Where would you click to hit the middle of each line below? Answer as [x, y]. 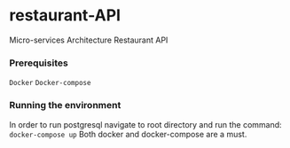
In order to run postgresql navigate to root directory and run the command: [145, 124]
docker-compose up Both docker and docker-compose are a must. [128, 134]
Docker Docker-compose [50, 83]
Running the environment [65, 105]
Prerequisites [39, 63]
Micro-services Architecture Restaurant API [89, 40]
